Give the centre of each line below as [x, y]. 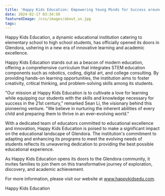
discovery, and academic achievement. [45, 169]
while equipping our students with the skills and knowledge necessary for [80, 98]
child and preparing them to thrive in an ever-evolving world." [67, 114]
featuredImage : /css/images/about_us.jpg [48, 19]
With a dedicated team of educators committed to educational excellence [79, 123]
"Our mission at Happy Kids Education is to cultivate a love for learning [77, 93]
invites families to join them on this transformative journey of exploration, [79, 164]
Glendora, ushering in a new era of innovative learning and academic [75, 48]
